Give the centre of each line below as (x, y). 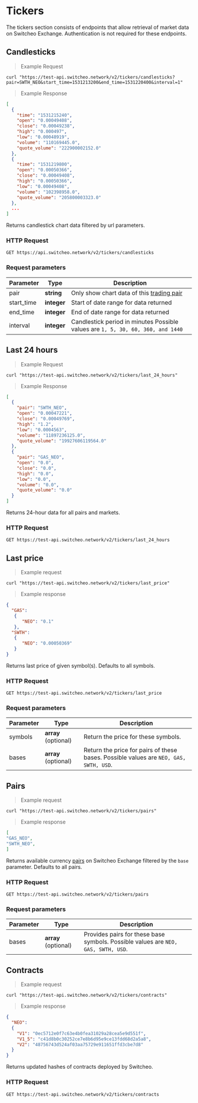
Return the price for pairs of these (131, 750)
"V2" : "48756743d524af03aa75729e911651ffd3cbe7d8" (80, 1045)
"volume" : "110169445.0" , (49, 142)
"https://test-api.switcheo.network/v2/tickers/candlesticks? (97, 77)
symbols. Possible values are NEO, (131, 942)
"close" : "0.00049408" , (46, 175)
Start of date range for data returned (121, 302)
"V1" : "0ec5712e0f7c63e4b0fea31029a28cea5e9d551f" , (81, 1033)
